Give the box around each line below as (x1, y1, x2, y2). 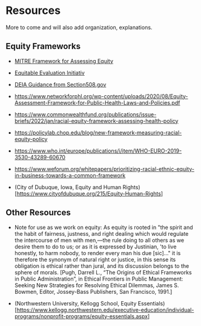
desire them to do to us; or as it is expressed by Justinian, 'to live (14, 243, 177, 250)
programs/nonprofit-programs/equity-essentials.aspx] (14, 313, 150, 320)
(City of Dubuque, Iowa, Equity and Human (14, 183, 122, 191)
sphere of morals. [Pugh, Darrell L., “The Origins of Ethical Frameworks (14, 268, 192, 276)
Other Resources (5, 207, 71, 218)
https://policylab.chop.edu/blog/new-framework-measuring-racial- (14, 128, 182, 136)
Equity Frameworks (5, 41, 81, 52)
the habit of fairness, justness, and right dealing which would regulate (14, 230, 189, 237)
